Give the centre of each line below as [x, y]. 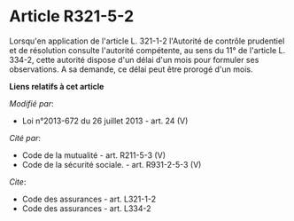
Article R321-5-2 [72, 16]
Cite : [18, 182]
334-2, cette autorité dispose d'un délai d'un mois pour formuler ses [134, 59]
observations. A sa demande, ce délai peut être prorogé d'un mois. [131, 69]
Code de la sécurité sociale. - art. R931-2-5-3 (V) [112, 164]
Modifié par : [32, 103]
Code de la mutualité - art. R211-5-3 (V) [94, 155]
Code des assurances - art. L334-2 [86, 208]
